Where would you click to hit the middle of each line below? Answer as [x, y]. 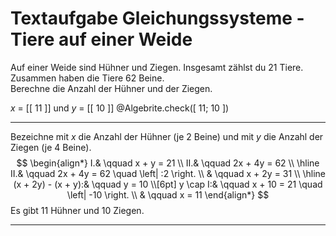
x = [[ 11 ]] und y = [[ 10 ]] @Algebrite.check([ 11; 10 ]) [120, 108]
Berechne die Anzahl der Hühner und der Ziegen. [111, 88]
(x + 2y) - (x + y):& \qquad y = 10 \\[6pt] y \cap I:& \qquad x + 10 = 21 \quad [168, 184]
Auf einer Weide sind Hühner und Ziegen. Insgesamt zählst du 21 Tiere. [157, 67]
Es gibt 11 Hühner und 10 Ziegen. [77, 210]
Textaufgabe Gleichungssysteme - [157, 18]
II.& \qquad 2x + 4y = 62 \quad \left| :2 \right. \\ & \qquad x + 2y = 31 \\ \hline [168, 173]
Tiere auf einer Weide [101, 39]
